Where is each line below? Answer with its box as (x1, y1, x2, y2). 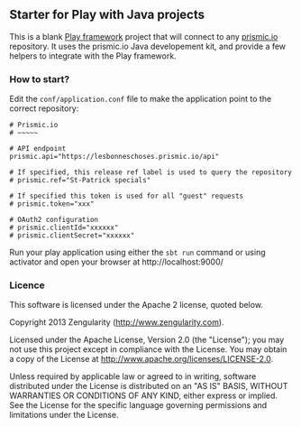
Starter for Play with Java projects (9, 7, 205, 23)
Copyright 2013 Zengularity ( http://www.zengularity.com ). (9, 317, 224, 328)
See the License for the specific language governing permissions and (9, 400, 268, 411)
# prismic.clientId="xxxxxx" (9, 223, 119, 233)
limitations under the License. (9, 410, 119, 421)
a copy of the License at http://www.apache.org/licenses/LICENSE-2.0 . (9, 354, 274, 365)
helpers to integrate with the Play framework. (9, 50, 178, 61)
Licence (9, 279, 45, 292)
